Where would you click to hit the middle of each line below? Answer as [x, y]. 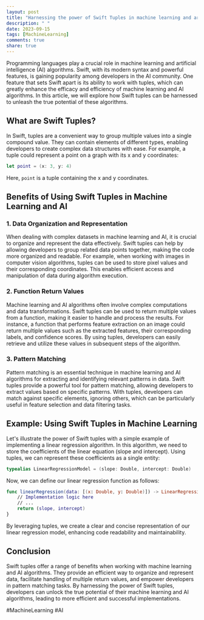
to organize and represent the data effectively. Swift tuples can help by [95, 243]
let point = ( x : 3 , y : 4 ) [39, 166]
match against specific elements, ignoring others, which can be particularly [100, 398]
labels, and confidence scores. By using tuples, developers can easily [93, 337]
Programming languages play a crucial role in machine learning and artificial [101, 63]
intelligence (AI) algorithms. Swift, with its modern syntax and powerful [95, 69]
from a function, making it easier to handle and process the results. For [95, 317]
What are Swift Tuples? [51, 121]
